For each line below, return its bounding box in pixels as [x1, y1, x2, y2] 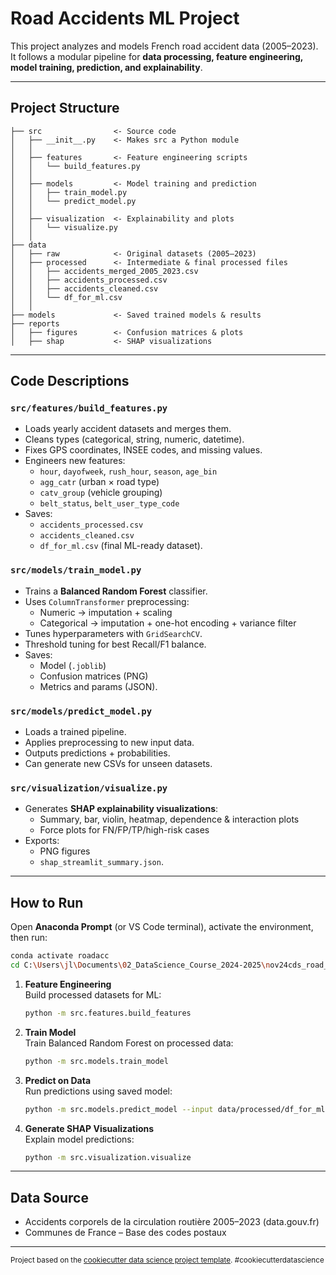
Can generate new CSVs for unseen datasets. [24, 758, 213, 770]
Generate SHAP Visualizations [24, 1122, 155, 1134]
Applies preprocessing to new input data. [24, 737, 195, 749]
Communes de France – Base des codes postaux [24, 1227, 227, 1239]
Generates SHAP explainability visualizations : [24, 803, 219, 815]
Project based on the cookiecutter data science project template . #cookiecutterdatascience [10, 1255, 325, 1266]
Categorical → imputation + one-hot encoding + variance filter [39, 617, 297, 629]
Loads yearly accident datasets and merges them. [24, 423, 232, 435]
